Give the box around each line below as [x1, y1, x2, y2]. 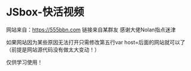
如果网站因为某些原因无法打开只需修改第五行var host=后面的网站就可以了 [6, 38, 186, 46]
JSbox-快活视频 [6, 5, 84, 19]
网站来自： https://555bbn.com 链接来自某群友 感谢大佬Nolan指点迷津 [6, 26, 176, 33]
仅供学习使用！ [6, 59, 43, 66]
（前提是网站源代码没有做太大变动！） [6, 46, 100, 53]
